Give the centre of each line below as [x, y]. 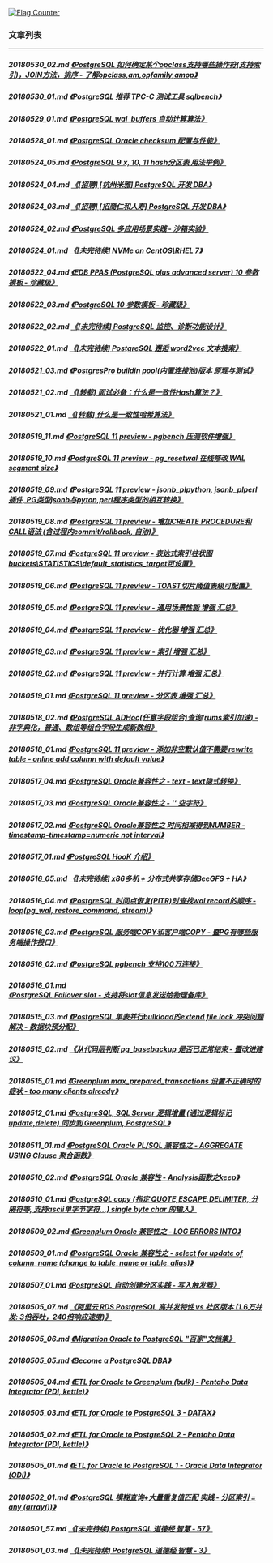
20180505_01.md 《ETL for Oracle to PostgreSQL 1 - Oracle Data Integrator [136, 1466]
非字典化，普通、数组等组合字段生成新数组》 [83, 728]
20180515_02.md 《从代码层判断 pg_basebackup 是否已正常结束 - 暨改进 [132, 1048]
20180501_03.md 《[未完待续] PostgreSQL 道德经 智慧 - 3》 [109, 1551]
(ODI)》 [19, 1475]
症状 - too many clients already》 [64, 1091]
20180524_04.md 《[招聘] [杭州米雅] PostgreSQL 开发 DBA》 [110, 184]
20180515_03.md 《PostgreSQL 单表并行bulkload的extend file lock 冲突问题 [136, 1017]
